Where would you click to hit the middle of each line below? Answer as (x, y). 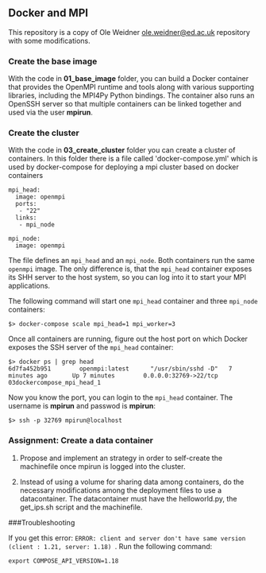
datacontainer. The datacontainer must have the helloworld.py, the (128, 498)
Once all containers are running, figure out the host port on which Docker (128, 339)
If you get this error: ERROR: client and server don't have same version (127, 538)
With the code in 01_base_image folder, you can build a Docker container (128, 79)
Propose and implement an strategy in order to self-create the (121, 458)
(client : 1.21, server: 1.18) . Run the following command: (110, 546)
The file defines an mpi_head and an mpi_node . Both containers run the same (132, 261)
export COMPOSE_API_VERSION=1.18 (64, 561)
